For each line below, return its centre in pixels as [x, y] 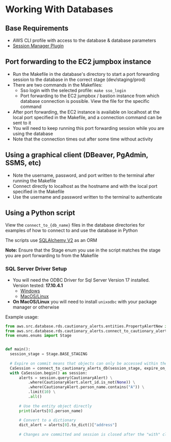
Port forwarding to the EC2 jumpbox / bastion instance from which [90, 96]
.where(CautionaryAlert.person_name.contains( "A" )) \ [86, 387]
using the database [33, 133]
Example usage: [22, 317]
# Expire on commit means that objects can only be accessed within [84, 363]
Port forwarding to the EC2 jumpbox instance [78, 62]
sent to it [22, 123]
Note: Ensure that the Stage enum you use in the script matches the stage [83, 250]
